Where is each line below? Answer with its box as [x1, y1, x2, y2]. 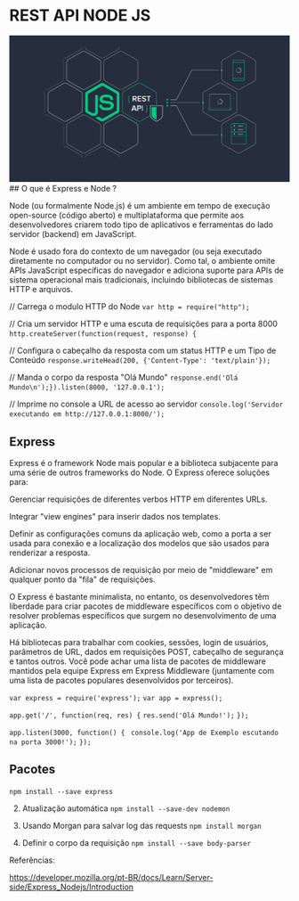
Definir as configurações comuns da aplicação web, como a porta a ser [9, 528, 271, 539]
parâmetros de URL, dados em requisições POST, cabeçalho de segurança [9, 647, 284, 658]
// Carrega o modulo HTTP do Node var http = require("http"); [9, 301, 250, 312]
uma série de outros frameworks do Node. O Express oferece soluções [9, 467, 270, 478]
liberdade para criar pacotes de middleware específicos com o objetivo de [9, 601, 282, 611]
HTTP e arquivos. [9, 284, 74, 295]
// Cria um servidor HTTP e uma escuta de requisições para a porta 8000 [9, 318, 279, 330]
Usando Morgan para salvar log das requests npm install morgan [21, 820, 262, 831]
